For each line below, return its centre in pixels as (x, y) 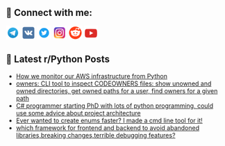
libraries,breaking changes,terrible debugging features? (95, 135)
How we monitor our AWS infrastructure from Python (91, 76)
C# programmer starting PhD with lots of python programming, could (115, 106)
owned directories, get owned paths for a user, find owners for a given (117, 90)
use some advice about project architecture (78, 113)
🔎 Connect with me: (49, 13)
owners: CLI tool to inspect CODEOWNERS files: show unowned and (114, 83)
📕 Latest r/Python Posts (58, 59)
